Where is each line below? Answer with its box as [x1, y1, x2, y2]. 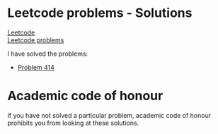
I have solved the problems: [7, 49, 88, 58]
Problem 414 [17, 63, 55, 71]
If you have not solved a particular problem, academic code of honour [7, 111, 211, 119]
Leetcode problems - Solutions [7, 5, 193, 21]
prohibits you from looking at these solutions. [7, 118, 139, 127]
